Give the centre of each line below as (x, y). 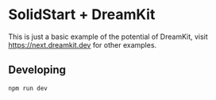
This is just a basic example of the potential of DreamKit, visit (108, 37)
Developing (37, 70)
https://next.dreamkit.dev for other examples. (83, 44)
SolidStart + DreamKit (82, 15)
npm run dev (28, 88)
